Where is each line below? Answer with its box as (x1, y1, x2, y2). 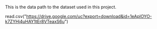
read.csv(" (5, 14, 26, 19)
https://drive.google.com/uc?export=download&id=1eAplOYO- (26, 14, 152, 19)
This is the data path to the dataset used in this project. (5, 4, 117, 10)
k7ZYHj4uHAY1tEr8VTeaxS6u (5, 19, 65, 24)
